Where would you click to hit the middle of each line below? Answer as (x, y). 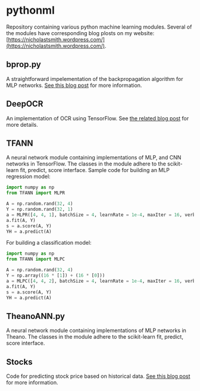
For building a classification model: (49, 243)
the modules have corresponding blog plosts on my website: (80, 33)
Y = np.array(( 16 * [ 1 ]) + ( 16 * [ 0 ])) (56, 276)
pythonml (30, 10)
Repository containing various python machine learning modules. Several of (99, 27)
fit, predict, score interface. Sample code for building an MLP (95, 170)
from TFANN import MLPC (36, 259)
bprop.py (24, 65)
